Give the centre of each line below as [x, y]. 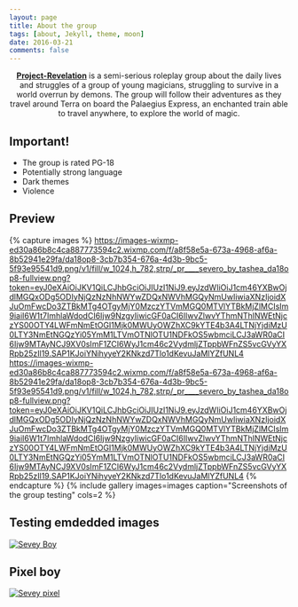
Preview [32, 219]
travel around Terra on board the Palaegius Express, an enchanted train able [149, 104]
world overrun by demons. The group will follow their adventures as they [149, 95]
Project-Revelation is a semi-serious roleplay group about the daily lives [149, 75]
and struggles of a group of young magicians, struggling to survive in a [149, 85]
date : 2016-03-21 [41, 42]
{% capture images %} [51, 240]
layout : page [33, 17]
